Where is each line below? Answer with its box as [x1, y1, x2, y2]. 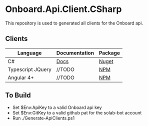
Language [17, 49, 42, 56]
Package [98, 49, 120, 56]
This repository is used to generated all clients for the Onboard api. [5, 20, 143, 26]
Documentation [56, 49, 94, 56]
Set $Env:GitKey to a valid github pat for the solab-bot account [12, 109, 142, 115]
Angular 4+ [7, 74, 34, 81]
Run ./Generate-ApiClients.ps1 [12, 115, 75, 121]
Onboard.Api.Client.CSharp [5, 3, 122, 15]
